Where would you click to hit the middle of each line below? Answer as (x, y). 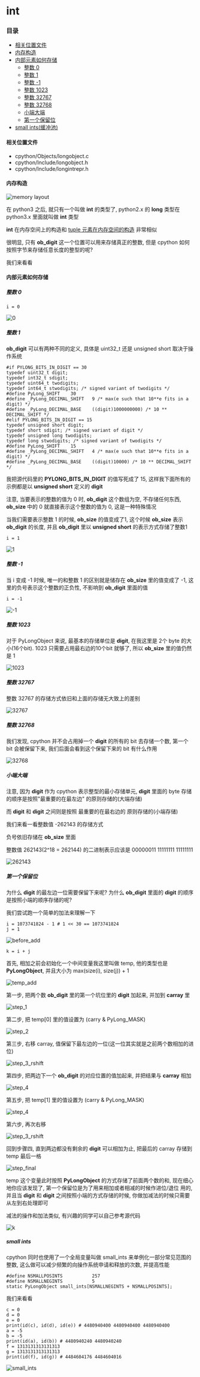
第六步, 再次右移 (26, 1124)
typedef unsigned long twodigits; (49, 436)
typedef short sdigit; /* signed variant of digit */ (75, 431)
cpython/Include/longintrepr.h (51, 168)
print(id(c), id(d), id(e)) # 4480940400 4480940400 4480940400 (88, 1325)
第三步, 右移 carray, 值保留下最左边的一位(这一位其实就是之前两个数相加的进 (100, 1044)
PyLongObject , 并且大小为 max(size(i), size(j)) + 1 (68, 971)
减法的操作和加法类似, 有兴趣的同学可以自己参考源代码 (73, 1216)
